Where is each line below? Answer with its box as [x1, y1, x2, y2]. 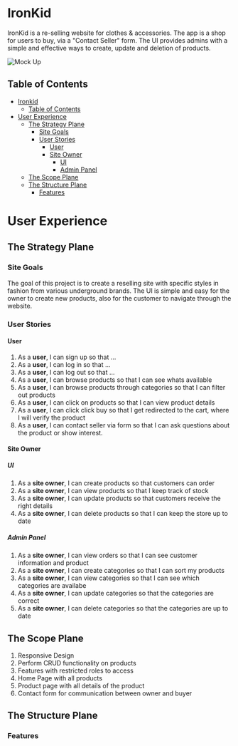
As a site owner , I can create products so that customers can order [17, 479, 215, 487]
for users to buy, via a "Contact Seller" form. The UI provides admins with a [7, 36, 228, 44]
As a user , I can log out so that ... [17, 368, 115, 376]
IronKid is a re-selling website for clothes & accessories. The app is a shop [7, 29, 226, 37]
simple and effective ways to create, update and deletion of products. [7, 43, 211, 52]
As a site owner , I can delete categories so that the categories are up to [17, 604, 229, 613]
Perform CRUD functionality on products [17, 659, 136, 668]
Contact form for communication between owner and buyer [17, 689, 193, 698]
